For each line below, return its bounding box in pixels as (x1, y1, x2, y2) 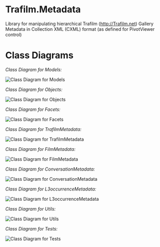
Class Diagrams (5, 50, 74, 61)
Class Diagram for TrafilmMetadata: (5, 126, 82, 132)
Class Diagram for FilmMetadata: (5, 146, 76, 152)
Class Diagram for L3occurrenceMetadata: (5, 186, 97, 192)
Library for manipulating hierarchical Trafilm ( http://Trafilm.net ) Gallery (5, 21, 154, 27)
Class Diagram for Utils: (5, 205, 56, 212)
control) (5, 31, 22, 37)
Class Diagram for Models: (5, 66, 62, 72)
